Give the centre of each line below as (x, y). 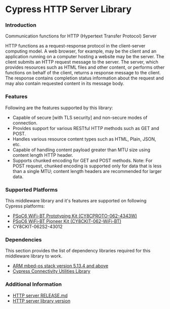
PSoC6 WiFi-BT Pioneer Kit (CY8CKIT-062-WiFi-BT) (67, 222)
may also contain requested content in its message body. (65, 83)
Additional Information (34, 284)
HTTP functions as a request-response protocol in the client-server (75, 46)
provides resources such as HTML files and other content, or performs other (85, 67)
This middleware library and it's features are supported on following (76, 201)
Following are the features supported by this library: (59, 108)
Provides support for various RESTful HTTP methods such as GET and (86, 128)
